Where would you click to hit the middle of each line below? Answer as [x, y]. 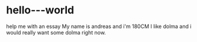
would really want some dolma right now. [56, 32]
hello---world [40, 10]
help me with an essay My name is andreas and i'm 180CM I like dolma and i [99, 26]
